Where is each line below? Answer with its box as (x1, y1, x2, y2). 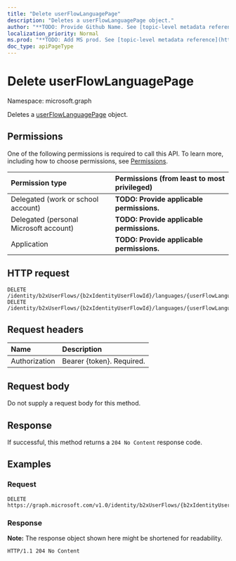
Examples (7, 458, 51, 470)
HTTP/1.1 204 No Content (7, 547, 80, 555)
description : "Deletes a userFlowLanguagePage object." (7, 17, 174, 24)
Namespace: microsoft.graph (7, 96, 92, 105)
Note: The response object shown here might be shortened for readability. (7, 534, 223, 542)
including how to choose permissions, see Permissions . (7, 156, 169, 165)
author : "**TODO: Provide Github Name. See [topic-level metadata (7, 23, 206, 30)
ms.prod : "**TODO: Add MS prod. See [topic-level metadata (7, 37, 184, 44)
